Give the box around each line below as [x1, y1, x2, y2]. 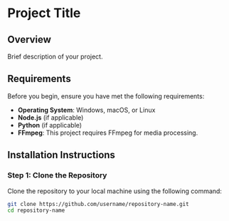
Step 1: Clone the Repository [7, 170, 107, 180]
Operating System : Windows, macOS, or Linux [17, 106, 156, 114]
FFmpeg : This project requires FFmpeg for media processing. [17, 128, 198, 137]
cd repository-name [7, 207, 65, 215]
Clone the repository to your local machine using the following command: [7, 187, 223, 195]
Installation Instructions [7, 149, 116, 161]
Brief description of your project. [7, 52, 103, 61]
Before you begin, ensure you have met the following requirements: [7, 91, 205, 101]
